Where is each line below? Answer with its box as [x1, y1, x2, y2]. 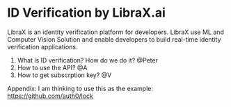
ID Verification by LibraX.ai [7, 5, 166, 21]
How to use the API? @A [17, 63, 88, 72]
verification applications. [7, 42, 78, 51]
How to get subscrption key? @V [17, 71, 112, 79]
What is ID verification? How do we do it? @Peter [17, 56, 159, 64]
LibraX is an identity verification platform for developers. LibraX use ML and [7, 28, 225, 36]
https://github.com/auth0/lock [7, 92, 94, 100]
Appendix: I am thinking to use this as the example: [7, 84, 154, 92]
